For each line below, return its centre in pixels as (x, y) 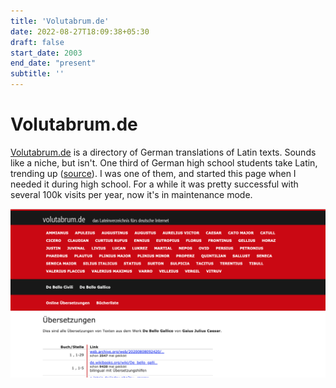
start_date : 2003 (46, 53)
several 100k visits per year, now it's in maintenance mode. (131, 194)
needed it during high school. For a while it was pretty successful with (154, 184)
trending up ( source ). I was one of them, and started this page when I (153, 173)
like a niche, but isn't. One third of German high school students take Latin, (164, 162)
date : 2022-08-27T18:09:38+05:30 (80, 31)
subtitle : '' (37, 74)
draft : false (37, 42)
